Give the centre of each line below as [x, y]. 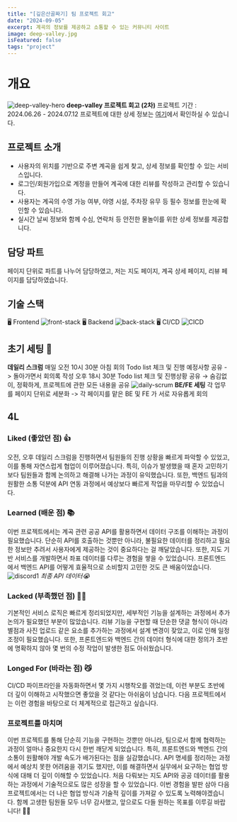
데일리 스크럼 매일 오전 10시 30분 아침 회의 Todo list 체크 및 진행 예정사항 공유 [115, 367]
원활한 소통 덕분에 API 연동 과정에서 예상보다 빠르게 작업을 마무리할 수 [104, 484]
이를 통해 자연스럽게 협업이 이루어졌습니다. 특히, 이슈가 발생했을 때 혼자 [105, 466]
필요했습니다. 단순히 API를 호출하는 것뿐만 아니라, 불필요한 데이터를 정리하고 [112, 540]
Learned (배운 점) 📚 [41, 513]
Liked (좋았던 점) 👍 [39, 438]
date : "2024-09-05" [36, 21]
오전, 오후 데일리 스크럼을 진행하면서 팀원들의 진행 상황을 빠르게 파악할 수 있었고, [118, 457]
